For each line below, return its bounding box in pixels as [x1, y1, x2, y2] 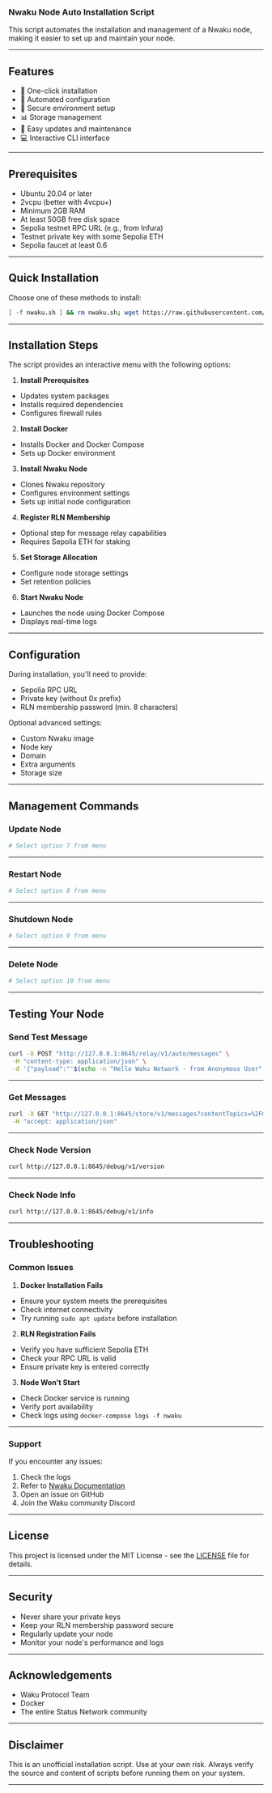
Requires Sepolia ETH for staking [19, 537, 131, 546]
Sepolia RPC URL [19, 685, 78, 695]
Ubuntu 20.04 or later [19, 189, 93, 198]
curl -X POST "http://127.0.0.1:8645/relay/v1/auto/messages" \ [8, 1050, 230, 1058]
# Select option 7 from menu [8, 841, 107, 850]
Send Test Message [8, 1031, 88, 1043]
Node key [19, 742, 53, 752]
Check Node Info [8, 1189, 76, 1200]
